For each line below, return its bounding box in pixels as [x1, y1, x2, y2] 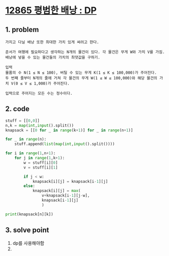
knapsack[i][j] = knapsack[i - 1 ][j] [32, 179, 108, 184]
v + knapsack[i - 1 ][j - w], [41, 193, 90, 198]
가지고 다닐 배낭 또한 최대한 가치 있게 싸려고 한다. [5, 40, 99, 45]
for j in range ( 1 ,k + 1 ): [14, 156, 65, 161]
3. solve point [5, 226, 49, 235]
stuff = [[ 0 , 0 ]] [5, 118, 40, 123]
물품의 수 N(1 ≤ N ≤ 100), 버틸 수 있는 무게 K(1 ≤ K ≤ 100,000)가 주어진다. [5, 70, 157, 75]
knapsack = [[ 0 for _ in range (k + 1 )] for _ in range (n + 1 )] [5, 128, 133, 133]
